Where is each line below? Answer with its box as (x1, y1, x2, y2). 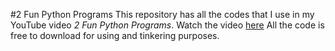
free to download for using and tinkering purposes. (10, 30, 220, 41)
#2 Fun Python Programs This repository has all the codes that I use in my (10, 9, 315, 20)
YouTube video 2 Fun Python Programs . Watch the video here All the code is (10, 19, 325, 31)
